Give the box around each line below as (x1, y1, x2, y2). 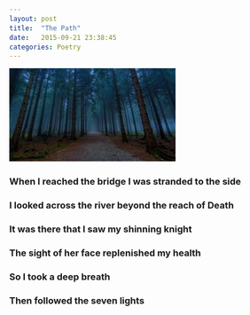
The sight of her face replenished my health (9, 247, 201, 259)
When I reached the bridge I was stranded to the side (9, 176, 242, 188)
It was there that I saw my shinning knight (9, 223, 192, 235)
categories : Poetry (9, 43, 82, 51)
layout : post (9, 14, 58, 23)
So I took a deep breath (9, 271, 111, 283)
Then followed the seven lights (9, 294, 145, 306)
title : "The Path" (9, 23, 82, 33)
